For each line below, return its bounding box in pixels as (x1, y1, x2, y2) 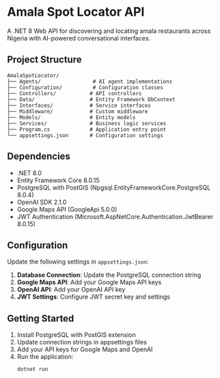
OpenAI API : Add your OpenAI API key (16, 286, 126, 294)
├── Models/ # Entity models (7, 114, 136, 121)
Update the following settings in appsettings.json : (7, 257, 149, 266)
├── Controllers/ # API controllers (7, 90, 142, 97)
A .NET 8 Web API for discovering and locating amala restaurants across (7, 27, 211, 35)
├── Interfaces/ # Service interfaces (7, 102, 152, 109)
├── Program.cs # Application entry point (7, 126, 167, 133)
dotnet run (16, 366, 49, 373)
